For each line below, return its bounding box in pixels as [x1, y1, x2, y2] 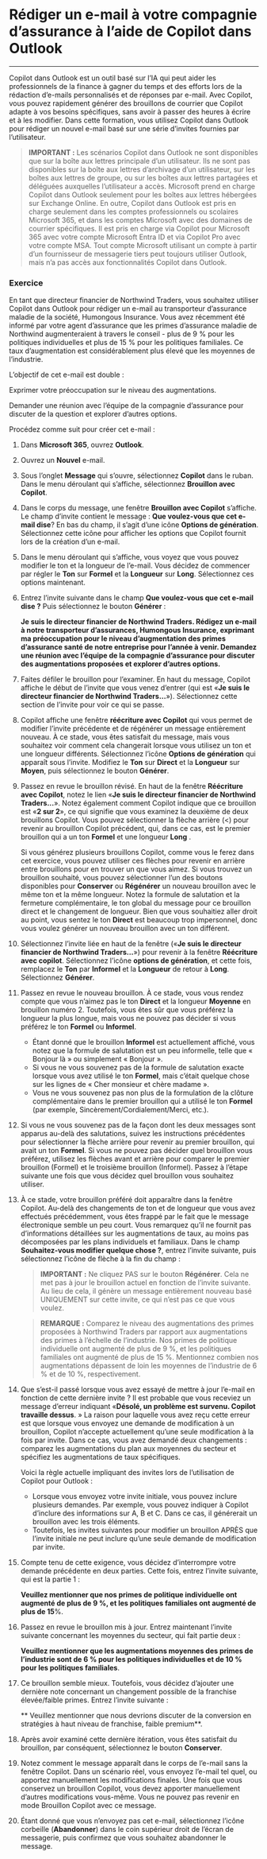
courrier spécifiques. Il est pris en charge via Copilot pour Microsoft [28, 223, 250, 233]
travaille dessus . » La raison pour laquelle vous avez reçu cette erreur [20, 1410, 250, 1420]
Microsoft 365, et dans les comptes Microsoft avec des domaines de [28, 215, 253, 224]
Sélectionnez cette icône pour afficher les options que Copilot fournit [20, 529, 246, 538]
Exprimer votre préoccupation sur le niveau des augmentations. [9, 386, 217, 395]
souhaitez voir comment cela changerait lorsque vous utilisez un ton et [20, 741, 252, 751]
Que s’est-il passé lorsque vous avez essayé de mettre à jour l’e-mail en [20, 1385, 256, 1395]
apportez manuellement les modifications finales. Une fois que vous [20, 1776, 242, 1785]
